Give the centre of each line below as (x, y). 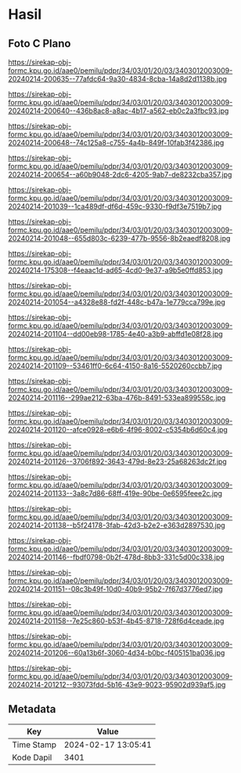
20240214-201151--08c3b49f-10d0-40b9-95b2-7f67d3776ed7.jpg (115, 589)
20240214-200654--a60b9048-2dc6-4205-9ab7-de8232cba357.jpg (120, 175)
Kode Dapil (32, 757)
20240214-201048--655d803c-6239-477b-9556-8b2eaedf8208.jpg (119, 238)
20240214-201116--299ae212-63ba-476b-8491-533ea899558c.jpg (117, 397)
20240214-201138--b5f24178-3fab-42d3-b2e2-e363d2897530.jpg (117, 525)
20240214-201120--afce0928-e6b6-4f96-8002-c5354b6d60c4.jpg (118, 430)
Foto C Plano (40, 44)
